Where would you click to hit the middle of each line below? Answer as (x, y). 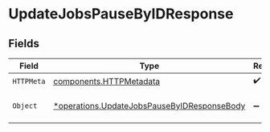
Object (25, 106)
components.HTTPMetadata (107, 81)
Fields (24, 44)
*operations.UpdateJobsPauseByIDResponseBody (149, 106)
